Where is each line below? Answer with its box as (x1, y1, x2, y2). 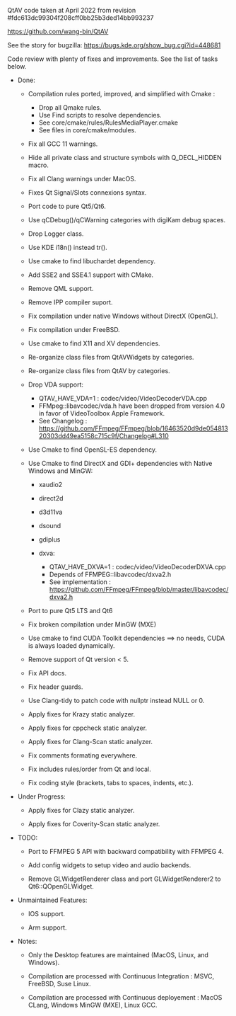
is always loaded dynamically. (28, 641, 115, 650)
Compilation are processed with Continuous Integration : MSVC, (28, 972, 214, 980)
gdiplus (38, 535, 61, 544)
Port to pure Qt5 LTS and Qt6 (28, 607, 113, 615)
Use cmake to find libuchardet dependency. (28, 257, 156, 265)
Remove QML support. (28, 285, 94, 292)
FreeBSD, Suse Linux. (28, 980, 91, 988)
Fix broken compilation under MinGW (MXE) (28, 620, 157, 629)
